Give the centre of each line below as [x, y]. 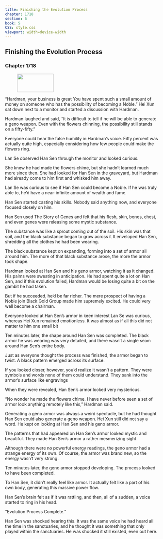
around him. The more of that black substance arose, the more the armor [78, 256]
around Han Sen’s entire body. [35, 346]
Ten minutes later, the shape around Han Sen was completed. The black [77, 335]
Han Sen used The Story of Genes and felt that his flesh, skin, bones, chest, [81, 217]
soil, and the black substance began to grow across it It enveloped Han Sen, [81, 236]
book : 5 [13, 23]
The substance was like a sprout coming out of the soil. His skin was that [78, 231]
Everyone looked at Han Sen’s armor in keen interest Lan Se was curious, [78, 316]
